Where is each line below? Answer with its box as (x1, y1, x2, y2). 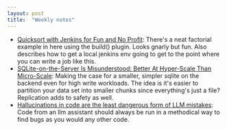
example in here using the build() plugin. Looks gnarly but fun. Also (16, 42, 207, 51)
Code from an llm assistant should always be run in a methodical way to (16, 107, 221, 116)
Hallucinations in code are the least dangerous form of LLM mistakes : (16, 101, 214, 109)
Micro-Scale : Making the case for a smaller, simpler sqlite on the (16, 71, 200, 79)
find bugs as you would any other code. (16, 115, 130, 123)
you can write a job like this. (16, 57, 97, 65)
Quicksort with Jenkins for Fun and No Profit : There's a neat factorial (16, 35, 212, 43)
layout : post (7, 10, 45, 17)
